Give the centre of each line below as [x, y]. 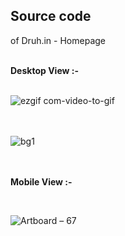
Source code [51, 16]
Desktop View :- [44, 70]
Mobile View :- [41, 181]
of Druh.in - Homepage [58, 40]
